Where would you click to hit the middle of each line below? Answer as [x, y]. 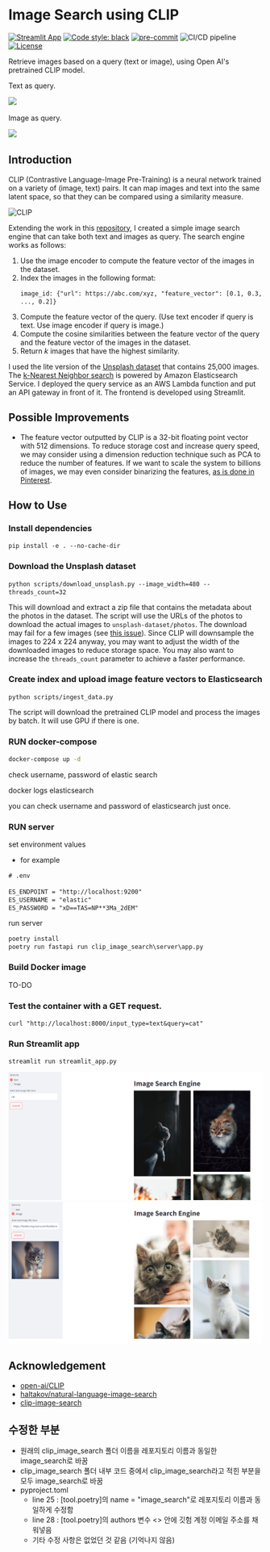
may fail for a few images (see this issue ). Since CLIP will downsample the [131, 633]
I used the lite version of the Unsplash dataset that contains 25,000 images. [134, 366]
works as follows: [37, 245]
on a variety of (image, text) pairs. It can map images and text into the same [134, 188]
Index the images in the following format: [88, 278]
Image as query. [35, 118]
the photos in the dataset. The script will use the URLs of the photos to [126, 616]
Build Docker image [47, 968]
